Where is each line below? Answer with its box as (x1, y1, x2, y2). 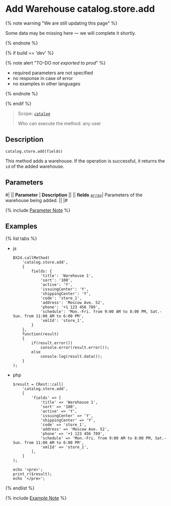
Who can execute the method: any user (17, 120, 101, 126)
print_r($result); (12, 472, 52, 477)
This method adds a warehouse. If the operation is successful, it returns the (5, 157, 165, 164)
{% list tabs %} (5, 235, 37, 241)
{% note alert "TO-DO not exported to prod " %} (5, 59, 106, 66)
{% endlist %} (5, 485, 35, 491)
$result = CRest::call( (12, 382, 64, 387)
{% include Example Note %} (5, 495, 67, 501)
